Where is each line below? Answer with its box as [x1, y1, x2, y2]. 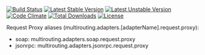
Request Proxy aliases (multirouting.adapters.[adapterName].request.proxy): [6, 24, 199, 31]
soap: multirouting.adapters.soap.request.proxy [15, 36, 136, 42]
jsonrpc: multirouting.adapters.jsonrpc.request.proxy [15, 42, 149, 49]
